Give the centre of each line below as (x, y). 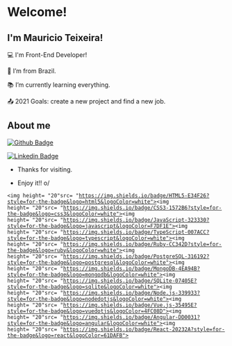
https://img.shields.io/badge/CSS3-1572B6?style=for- (142, 208)
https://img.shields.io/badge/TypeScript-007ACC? (136, 232)
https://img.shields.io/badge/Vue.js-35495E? (130, 305)
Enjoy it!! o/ (33, 183)
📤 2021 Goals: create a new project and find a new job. (86, 101)
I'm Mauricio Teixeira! (55, 38)
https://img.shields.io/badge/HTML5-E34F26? (144, 195)
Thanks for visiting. (45, 169)
